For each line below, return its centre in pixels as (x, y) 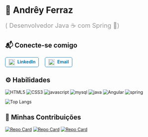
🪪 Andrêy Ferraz (39, 10)
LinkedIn (26, 62)
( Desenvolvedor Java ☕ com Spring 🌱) (62, 25)
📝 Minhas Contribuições (43, 117)
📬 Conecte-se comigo (41, 45)
